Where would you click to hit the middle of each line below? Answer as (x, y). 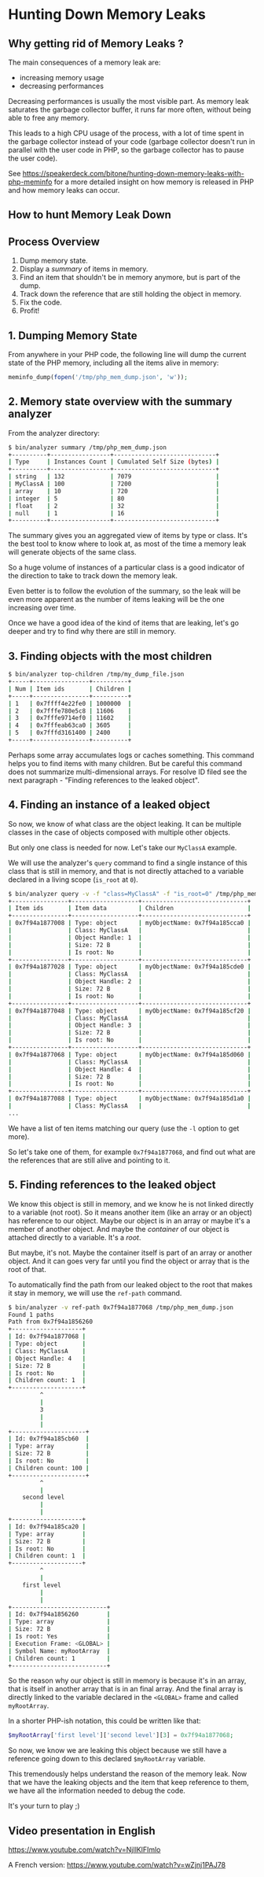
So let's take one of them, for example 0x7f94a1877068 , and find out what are (132, 1152)
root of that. (27, 1269)
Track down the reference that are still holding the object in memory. (130, 294)
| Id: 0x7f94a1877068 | (47, 1337)
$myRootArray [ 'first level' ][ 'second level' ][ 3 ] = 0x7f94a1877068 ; (121, 1735)
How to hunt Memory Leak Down (90, 215)
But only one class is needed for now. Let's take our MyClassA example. (123, 847)
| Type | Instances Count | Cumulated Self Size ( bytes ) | (114, 462)
